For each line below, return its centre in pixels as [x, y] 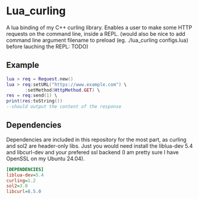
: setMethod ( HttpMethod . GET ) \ [62, 90]
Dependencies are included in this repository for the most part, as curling [97, 139]
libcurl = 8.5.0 [24, 192]
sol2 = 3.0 [17, 186]
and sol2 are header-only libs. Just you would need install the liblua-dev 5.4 [99, 146]
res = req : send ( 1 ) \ [32, 96]
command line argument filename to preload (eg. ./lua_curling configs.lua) [97, 40]
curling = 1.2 [21, 181]
